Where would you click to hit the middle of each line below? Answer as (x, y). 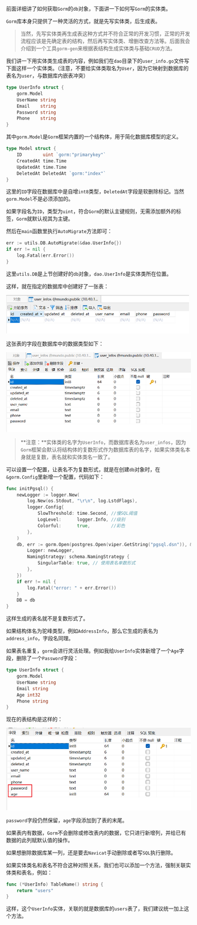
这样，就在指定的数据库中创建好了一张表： (57, 286)
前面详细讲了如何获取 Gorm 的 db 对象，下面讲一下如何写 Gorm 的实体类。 (89, 9)
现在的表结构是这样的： (34, 719)
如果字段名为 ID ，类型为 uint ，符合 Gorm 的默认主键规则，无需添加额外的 (91, 211)
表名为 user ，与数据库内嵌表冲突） (47, 76)
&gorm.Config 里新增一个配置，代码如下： (55, 477)
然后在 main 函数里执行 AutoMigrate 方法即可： (59, 231)
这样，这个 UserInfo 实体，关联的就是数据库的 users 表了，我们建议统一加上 (95, 909)
